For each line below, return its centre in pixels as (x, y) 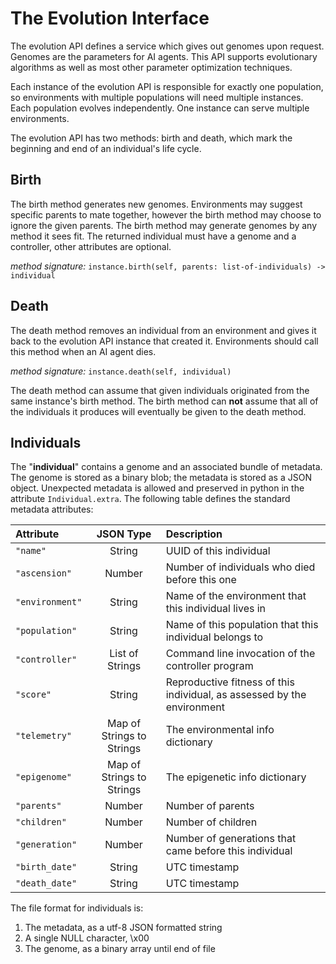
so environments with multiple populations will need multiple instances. (157, 97)
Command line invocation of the (240, 654)
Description (194, 534)
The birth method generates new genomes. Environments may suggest (156, 204)
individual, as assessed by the (236, 695)
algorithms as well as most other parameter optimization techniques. (151, 67)
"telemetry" (44, 736)
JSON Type (124, 534)
